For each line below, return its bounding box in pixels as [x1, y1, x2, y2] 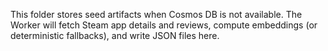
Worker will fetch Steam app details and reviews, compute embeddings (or [10, 19, 318, 31]
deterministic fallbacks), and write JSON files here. [10, 30, 220, 41]
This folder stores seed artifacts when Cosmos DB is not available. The [10, 9, 303, 20]
